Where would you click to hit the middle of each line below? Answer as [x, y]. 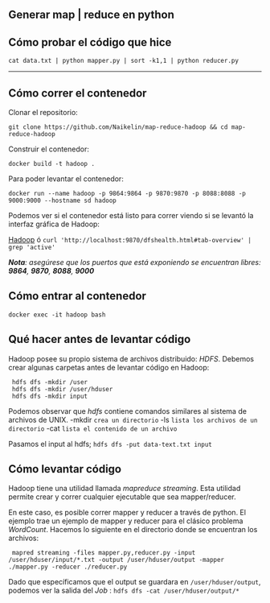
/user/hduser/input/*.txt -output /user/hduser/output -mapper [117, 560]
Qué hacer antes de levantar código [100, 339]
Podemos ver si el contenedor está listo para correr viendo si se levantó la [131, 216]
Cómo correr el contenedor [78, 93]
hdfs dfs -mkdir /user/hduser [62, 389]
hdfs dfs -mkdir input [50, 396]
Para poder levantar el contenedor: [66, 179]
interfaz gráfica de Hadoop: [54, 224]
